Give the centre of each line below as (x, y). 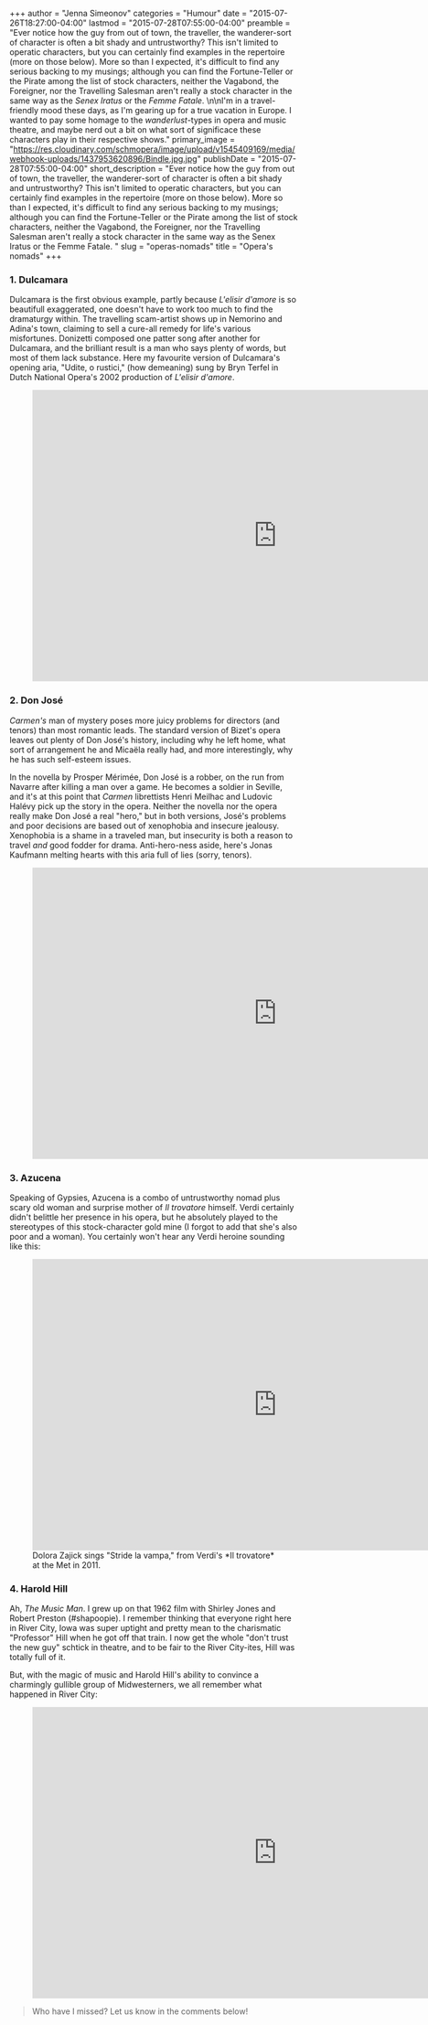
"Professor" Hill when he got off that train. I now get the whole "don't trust (149, 1638)
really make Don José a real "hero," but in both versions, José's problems (148, 815)
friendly (24, 110)
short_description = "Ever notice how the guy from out (193, 169)
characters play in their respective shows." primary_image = (123, 139)
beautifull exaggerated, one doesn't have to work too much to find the (141, 309)
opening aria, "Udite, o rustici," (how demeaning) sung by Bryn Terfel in (144, 368)
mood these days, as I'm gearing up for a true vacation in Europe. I (166, 110)
